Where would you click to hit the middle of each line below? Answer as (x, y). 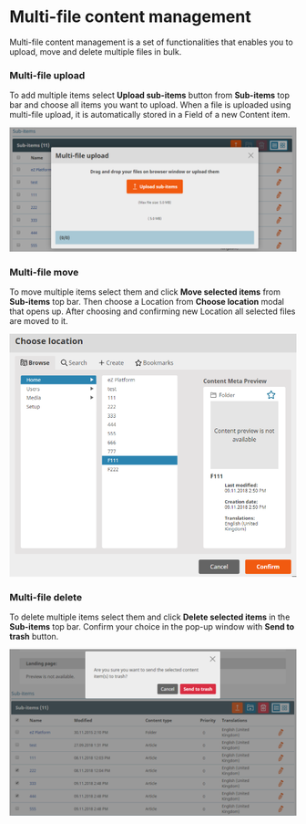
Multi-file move (44, 272)
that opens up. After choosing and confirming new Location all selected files (153, 311)
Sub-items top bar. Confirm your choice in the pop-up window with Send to (152, 627)
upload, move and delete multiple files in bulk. (96, 51)
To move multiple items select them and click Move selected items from (145, 292)
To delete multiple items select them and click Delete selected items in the (150, 617)
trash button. (34, 637)
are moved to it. (39, 321)
